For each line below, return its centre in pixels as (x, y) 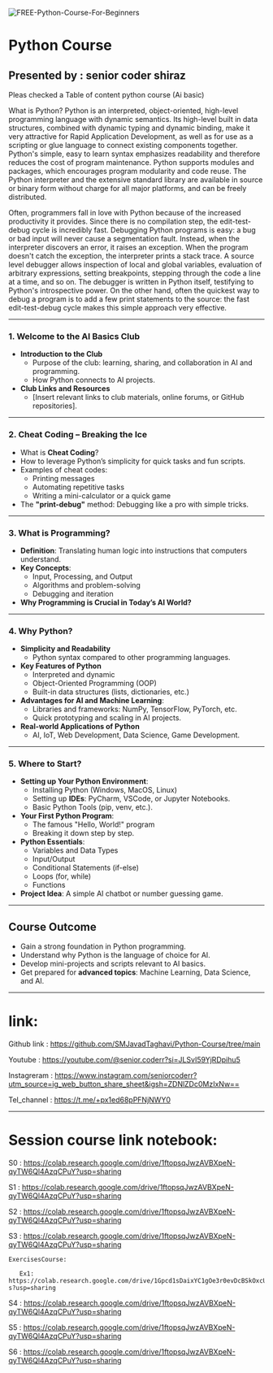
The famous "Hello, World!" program (93, 824)
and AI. (32, 981)
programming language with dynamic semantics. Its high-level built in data (133, 119)
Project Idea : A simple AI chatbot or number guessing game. (121, 893)
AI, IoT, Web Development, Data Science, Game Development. (136, 735)
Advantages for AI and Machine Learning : (92, 701)
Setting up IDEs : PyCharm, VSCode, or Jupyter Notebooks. (131, 799)
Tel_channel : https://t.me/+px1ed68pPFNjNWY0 (89, 1100)
